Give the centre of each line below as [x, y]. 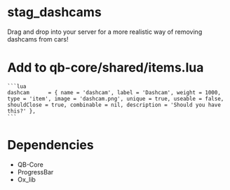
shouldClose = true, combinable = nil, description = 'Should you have [114, 105]
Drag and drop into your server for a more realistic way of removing [105, 32]
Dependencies [50, 145]
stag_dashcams [54, 12]
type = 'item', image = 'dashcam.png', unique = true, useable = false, [116, 99]
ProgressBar [35, 172]
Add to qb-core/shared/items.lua [106, 68]
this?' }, [22, 111]
